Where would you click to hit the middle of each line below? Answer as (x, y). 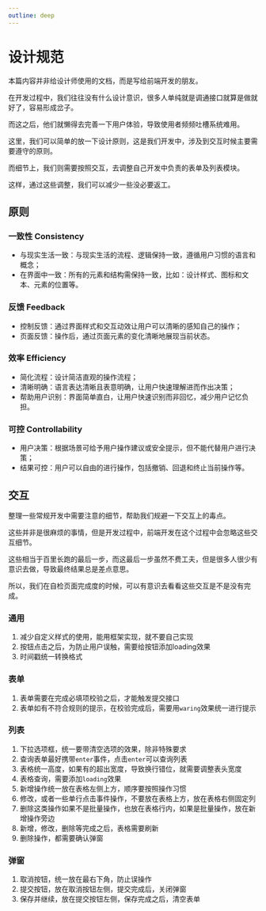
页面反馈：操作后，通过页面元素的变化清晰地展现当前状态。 (117, 336)
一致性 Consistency (46, 236)
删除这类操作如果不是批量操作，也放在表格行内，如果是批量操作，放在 (134, 808)
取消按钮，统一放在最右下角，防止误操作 (85, 879)
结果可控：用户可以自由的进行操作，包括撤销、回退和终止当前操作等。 (134, 468)
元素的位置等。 (58, 285)
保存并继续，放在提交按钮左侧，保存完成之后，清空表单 (110, 899)
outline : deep (32, 15)
